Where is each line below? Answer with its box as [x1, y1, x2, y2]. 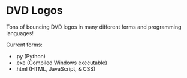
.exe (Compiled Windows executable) [14, 59, 108, 66]
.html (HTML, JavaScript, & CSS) [14, 65, 96, 72]
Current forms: [6, 41, 43, 48]
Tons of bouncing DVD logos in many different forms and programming [6, 23, 182, 30]
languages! [6, 29, 34, 36]
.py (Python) [14, 52, 46, 60]
